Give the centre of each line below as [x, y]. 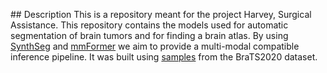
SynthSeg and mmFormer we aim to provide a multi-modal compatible [155, 46]
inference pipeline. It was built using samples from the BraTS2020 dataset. [164, 57]
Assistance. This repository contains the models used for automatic [149, 25]
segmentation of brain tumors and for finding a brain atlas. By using [149, 35]
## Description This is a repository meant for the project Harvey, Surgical [161, 14]
